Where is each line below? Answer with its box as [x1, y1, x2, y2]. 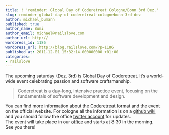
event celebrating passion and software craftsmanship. [16, 78, 131, 84]
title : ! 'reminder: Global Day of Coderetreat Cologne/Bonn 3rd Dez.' [5, 7, 159, 13]
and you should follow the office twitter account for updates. [5, 114, 131, 120]
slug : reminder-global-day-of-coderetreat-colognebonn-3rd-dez [5, 12, 141, 17]
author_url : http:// [5, 36, 49, 41]
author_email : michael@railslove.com [5, 31, 85, 36]
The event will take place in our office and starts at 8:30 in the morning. [5, 119, 154, 125]
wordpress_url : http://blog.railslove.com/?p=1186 [5, 45, 114, 50]
